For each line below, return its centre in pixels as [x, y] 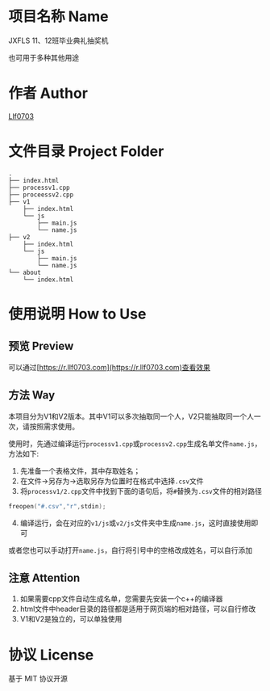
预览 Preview [41, 346]
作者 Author [48, 93]
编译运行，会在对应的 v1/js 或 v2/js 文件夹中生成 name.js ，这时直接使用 [135, 523]
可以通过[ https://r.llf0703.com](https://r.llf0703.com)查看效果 [110, 367]
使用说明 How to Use [77, 314]
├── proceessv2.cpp [41, 195]
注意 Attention [44, 577]
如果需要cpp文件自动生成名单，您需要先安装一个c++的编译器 [121, 599]
